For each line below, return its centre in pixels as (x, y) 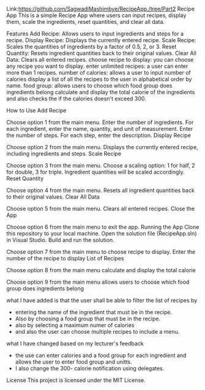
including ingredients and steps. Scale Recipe (64, 153)
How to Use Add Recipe (36, 110)
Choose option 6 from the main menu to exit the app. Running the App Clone (103, 227)
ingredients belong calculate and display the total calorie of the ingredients (101, 92)
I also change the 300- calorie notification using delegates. (90, 368)
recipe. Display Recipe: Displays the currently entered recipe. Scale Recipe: (102, 40)
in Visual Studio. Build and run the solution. (60, 240)
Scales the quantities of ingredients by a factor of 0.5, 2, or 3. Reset (91, 46)
